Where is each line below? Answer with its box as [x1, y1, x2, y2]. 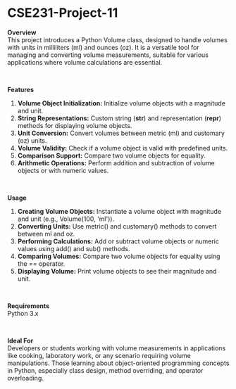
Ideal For [7, 336, 34, 345]
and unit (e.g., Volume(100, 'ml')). [17, 215, 115, 223]
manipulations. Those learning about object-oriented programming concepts [7, 359, 230, 367]
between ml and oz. [17, 229, 75, 238]
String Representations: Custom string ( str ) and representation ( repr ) [17, 114, 222, 122]
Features [7, 85, 34, 94]
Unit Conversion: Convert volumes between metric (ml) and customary [17, 129, 225, 137]
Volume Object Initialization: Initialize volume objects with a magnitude [17, 98, 225, 107]
